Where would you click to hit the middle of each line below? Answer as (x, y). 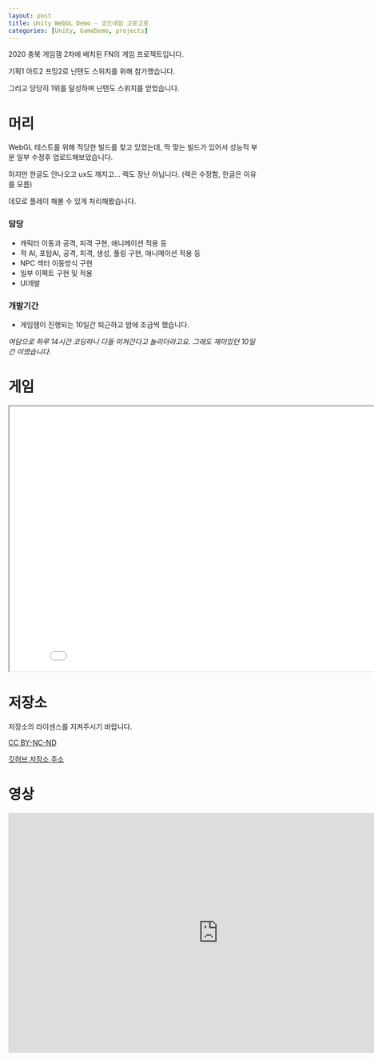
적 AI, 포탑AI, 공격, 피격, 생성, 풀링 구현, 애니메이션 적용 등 (110, 253)
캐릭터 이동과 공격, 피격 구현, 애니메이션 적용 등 (93, 243)
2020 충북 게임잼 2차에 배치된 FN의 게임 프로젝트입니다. (96, 54)
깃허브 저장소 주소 (36, 759)
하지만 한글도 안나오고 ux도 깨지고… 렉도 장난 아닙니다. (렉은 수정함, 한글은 (125, 174)
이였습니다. (34, 351)
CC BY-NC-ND (33, 742)
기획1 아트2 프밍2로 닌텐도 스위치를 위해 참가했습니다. (92, 71)
